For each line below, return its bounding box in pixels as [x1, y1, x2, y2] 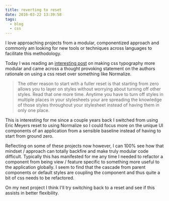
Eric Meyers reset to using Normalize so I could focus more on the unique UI [5, 123, 163, 129]
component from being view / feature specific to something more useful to [5, 159, 160, 165]
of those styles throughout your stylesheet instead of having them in [17, 102, 160, 108]
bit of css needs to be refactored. [5, 175, 74, 181]
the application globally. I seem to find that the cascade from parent [5, 164, 146, 170]
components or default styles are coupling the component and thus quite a [5, 169, 160, 176]
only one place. [17, 108, 50, 114]
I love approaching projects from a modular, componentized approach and [5, 40, 159, 46]
